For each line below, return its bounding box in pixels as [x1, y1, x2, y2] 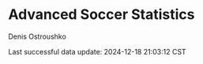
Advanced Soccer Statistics [8, 6, 195, 24]
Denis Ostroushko [8, 32, 67, 41]
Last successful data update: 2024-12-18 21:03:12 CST [8, 47, 187, 56]
